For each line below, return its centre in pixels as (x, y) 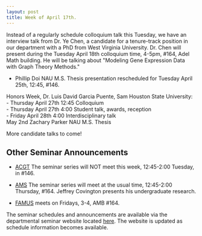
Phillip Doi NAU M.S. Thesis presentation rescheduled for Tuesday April (104, 78)
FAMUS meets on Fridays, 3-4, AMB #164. (67, 203)
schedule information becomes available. (57, 228)
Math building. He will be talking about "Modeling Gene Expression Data (96, 60)
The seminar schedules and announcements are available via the (87, 215)
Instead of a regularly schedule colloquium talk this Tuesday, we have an (96, 34)
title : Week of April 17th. (42, 17)
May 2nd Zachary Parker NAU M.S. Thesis (59, 122)
